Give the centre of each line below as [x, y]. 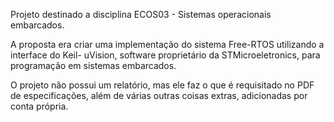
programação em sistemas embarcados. [93, 65]
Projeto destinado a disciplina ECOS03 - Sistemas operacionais [141, 14]
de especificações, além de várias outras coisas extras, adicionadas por [159, 95]
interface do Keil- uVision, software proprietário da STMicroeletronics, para [165, 55]
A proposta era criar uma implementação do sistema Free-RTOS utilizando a [167, 44]
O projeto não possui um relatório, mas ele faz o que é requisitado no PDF [162, 85]
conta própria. [39, 106]
